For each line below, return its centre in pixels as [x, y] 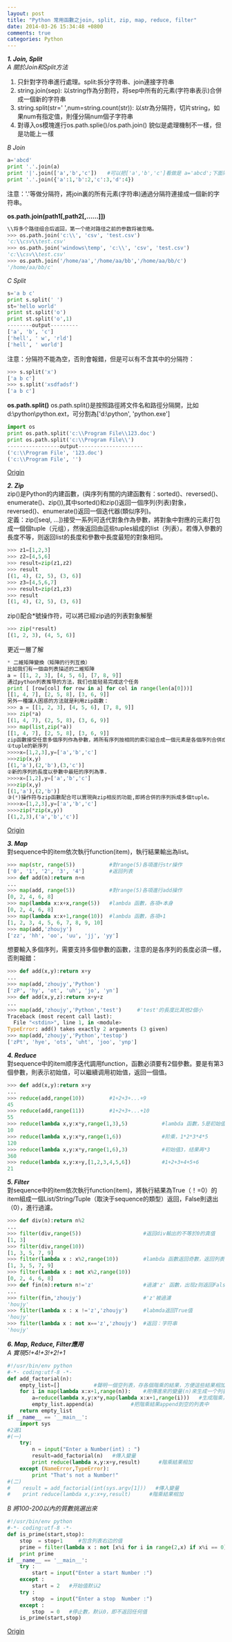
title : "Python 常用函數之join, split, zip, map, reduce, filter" [102, 20]
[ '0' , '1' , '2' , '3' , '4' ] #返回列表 [70, 871]
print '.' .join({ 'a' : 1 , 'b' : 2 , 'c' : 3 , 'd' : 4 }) [71, 179]
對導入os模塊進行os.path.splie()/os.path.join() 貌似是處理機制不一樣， [116, 125]
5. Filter [18, 1182]
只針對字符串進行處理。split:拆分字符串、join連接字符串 [96, 82]
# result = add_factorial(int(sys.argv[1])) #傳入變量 [93, 1488]
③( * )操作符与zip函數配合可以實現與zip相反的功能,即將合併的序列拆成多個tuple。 [110, 797]
